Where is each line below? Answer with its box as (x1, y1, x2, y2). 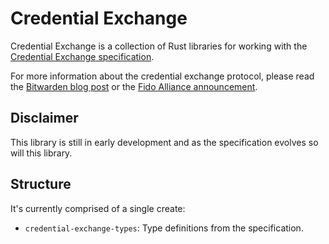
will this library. (10, 147, 73, 159)
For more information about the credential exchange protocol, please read (10, 70, 315, 82)
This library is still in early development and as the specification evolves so (10, 136, 319, 148)
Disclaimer (10, 110, 79, 127)
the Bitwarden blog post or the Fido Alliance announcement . (10, 80, 258, 92)
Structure (10, 176, 72, 193)
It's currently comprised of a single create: (10, 202, 186, 214)
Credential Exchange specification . (10, 50, 155, 62)
